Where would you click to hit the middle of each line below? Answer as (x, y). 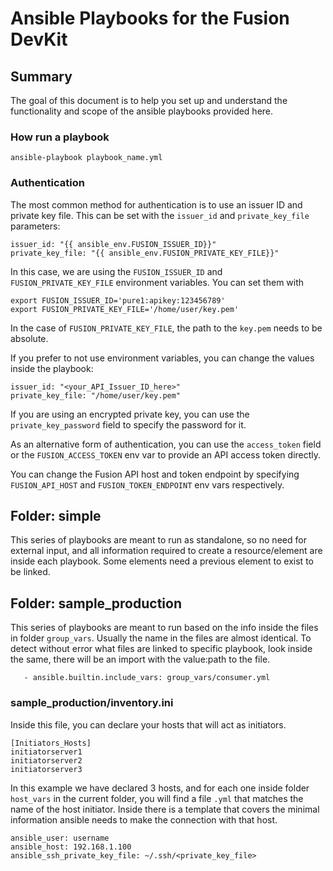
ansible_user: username (60, 838)
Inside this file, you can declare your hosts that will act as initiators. (148, 724)
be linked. (30, 572)
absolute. (29, 338)
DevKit (39, 39)
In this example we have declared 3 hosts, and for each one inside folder (160, 788)
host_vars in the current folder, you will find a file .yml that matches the (157, 798)
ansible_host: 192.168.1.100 (71, 847)
